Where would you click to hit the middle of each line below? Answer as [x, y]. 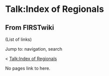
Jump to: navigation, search [34, 49]
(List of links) [19, 39]
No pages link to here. [28, 68]
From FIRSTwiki [30, 28]
